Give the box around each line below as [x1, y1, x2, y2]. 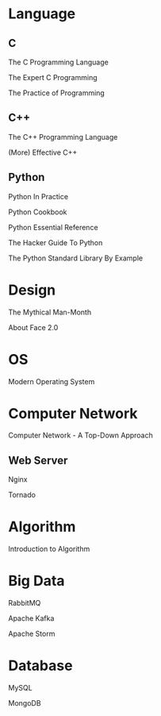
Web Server [8, 453, 68, 467]
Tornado [8, 490, 36, 500]
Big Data [8, 572, 65, 590]
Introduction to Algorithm [8, 545, 90, 554]
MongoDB [8, 699, 41, 708]
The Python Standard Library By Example [8, 253, 144, 263]
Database [8, 656, 73, 675]
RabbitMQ [8, 599, 41, 608]
